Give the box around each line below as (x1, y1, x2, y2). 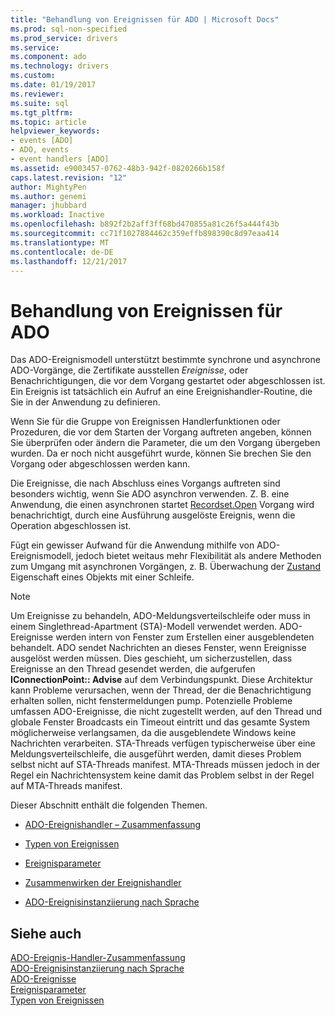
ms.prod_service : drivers (10, 33, 118, 43)
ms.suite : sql (10, 98, 70, 108)
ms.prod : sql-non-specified (10, 24, 128, 34)
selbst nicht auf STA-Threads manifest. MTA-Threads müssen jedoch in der (10, 759, 321, 771)
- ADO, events (10, 145, 70, 155)
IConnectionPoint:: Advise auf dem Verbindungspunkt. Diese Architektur (10, 674, 313, 686)
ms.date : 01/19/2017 (10, 80, 97, 90)
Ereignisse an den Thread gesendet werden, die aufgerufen (10, 663, 256, 675)
